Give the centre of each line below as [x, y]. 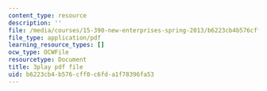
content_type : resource [48, 15]
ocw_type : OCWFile [39, 52]
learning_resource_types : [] [56, 45]
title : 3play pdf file [46, 67]
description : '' [35, 23]
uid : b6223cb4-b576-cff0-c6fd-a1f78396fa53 [81, 74]
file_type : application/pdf [55, 38]
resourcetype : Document [48, 60]
